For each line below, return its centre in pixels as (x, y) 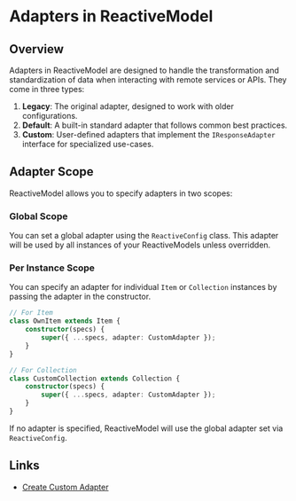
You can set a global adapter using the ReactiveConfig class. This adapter (144, 236)
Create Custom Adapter (65, 487)
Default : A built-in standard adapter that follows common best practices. (155, 125)
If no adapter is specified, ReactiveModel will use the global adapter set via (146, 428)
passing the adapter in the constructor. (80, 297)
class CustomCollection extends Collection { (94, 379)
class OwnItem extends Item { (65, 321)
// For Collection (43, 370)
